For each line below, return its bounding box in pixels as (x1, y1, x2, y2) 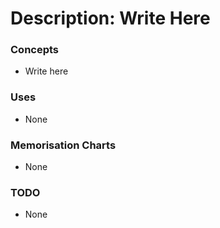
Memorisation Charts (10, 138, 117, 152)
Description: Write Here (10, 7, 211, 30)
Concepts (10, 43, 60, 57)
